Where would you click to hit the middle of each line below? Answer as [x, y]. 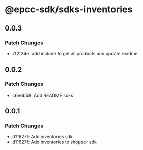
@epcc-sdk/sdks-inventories [69, 9]
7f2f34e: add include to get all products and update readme [75, 53]
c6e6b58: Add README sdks [42, 95]
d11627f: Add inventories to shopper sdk [54, 142]
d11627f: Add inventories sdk [42, 137]
